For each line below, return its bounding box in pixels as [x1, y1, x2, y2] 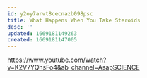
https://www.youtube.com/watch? [7, 56, 107, 64]
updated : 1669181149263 [7, 30, 78, 37]
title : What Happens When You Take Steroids [7, 17, 141, 24]
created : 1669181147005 [7, 37, 78, 44]
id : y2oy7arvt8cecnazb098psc [7, 10, 93, 18]
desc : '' [7, 23, 33, 30]
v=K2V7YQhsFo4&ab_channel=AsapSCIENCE [7, 63, 140, 72]
